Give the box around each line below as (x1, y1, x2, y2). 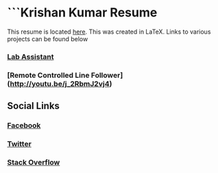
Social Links (7, 100, 60, 112)
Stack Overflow (7, 157, 60, 167)
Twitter (7, 139, 32, 149)
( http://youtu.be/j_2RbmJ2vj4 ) (7, 79, 112, 89)
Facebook (7, 121, 41, 130)
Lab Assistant (7, 51, 54, 61)
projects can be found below (7, 34, 88, 43)
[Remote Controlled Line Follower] (7, 70, 123, 80)
